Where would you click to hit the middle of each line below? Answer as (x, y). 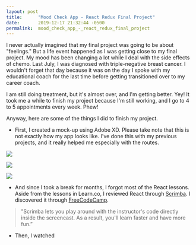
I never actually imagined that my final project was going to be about (90, 45)
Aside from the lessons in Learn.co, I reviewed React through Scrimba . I (102, 194)
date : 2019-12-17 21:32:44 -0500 (56, 23)
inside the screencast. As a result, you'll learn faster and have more (103, 218)
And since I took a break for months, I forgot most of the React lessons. (102, 187)
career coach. (23, 83)
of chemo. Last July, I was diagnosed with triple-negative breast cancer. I (96, 64)
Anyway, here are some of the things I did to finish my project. (82, 119)
